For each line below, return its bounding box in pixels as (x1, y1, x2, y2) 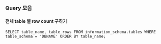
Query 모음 (5, 4, 32, 11)
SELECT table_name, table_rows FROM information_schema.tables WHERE (5, 29, 156, 35)
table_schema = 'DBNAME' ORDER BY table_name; (5, 34, 106, 39)
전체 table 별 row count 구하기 (5, 18, 67, 24)
